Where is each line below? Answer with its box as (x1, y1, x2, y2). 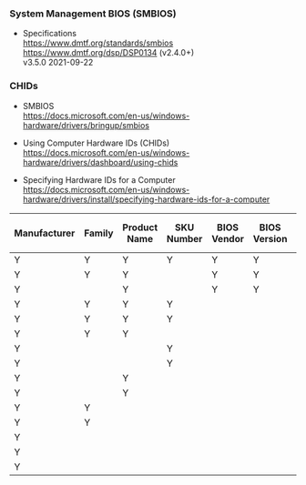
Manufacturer (14, 227, 76, 239)
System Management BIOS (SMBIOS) (9, 7, 177, 20)
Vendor (210, 232, 244, 245)
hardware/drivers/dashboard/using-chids (22, 157, 178, 167)
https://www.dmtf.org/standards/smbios (22, 37, 174, 48)
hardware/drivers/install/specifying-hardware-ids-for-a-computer (22, 194, 270, 205)
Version (252, 232, 288, 245)
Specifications (22, 28, 77, 39)
